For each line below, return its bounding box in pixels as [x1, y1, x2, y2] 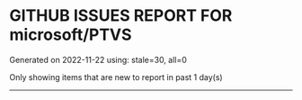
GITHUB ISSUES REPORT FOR [9, 5, 233, 26]
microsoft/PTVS [9, 24, 132, 45]
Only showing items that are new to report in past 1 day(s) [9, 71, 223, 82]
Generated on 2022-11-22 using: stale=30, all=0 [9, 54, 187, 65]
